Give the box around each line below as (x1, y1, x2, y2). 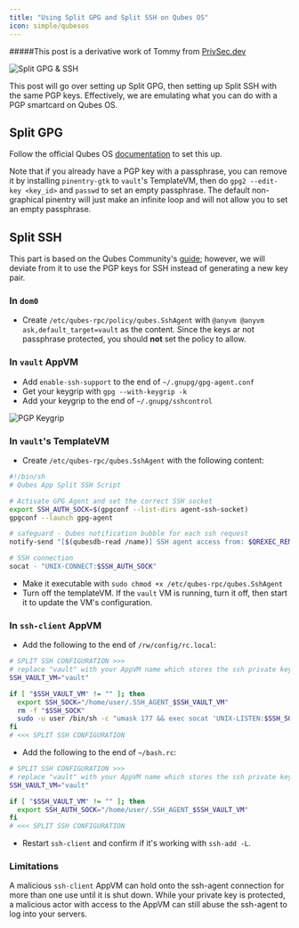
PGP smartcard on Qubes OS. (9, 99, 118, 110)
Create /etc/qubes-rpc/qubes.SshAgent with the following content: (21, 456, 264, 466)
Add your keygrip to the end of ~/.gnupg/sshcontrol (21, 395, 213, 406)
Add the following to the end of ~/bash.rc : (21, 747, 176, 758)
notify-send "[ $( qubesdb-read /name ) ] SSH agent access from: (9, 538, 245, 546)
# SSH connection (9, 554, 74, 563)
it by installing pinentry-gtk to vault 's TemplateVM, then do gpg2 (9, 176, 246, 186)
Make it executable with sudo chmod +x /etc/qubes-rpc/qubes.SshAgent (21, 578, 283, 588)
